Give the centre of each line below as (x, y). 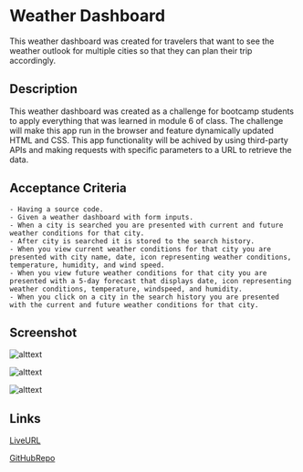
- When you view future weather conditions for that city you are (138, 273)
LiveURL (25, 441)
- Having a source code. (57, 209)
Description (43, 89)
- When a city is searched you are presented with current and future (146, 225)
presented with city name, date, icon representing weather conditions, (151, 257)
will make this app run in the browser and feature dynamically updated (141, 130)
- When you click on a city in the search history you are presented (145, 297)
